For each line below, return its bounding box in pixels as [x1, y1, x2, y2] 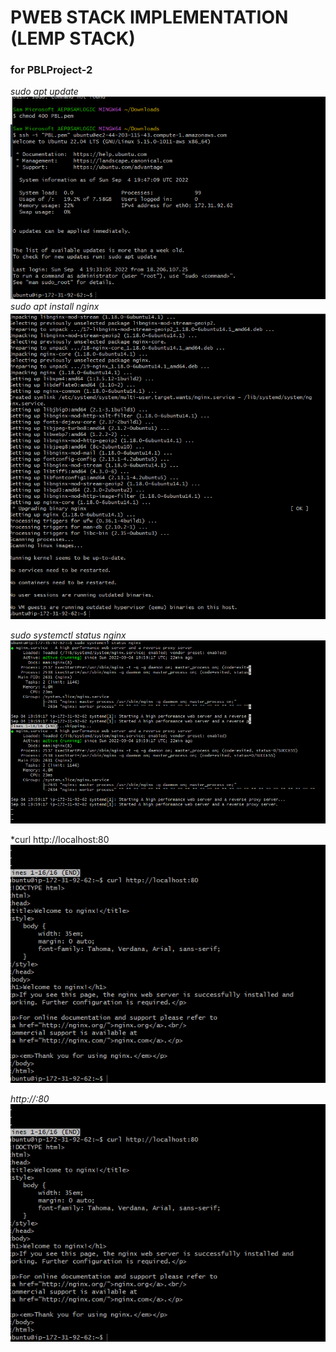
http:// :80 [10, 1092, 50, 1105]
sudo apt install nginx [10, 300, 100, 312]
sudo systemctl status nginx [10, 629, 127, 641]
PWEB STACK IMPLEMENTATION [10, 6, 289, 29]
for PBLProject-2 [10, 63, 93, 77]
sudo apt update [10, 86, 79, 98]
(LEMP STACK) [10, 27, 136, 50]
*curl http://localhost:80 [10, 834, 110, 846]
